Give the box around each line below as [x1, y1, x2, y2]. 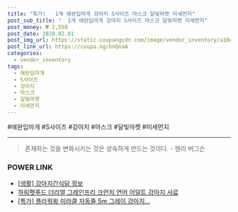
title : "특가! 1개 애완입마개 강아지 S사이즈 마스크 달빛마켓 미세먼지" [7, 10, 195, 18]
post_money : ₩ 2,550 [7, 23, 69, 30]
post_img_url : [7, 37, 50, 44]
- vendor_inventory [13, 57, 72, 64]
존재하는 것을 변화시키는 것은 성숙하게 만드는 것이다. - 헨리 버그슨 [24, 144, 205, 153]
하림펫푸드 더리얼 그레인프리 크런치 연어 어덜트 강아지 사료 [17, 188, 179, 196]
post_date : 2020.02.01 [7, 30, 74, 37]
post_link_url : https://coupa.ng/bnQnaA [7, 43, 129, 50]
